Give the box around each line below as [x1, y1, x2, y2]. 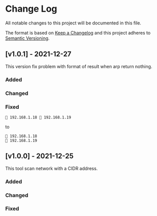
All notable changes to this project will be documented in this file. [5, 20, 142, 26]
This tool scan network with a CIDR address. [5, 165, 98, 171]
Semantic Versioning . [5, 35, 50, 41]
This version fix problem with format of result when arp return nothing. [5, 63, 152, 69]
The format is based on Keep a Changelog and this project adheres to [5, 29, 151, 36]
